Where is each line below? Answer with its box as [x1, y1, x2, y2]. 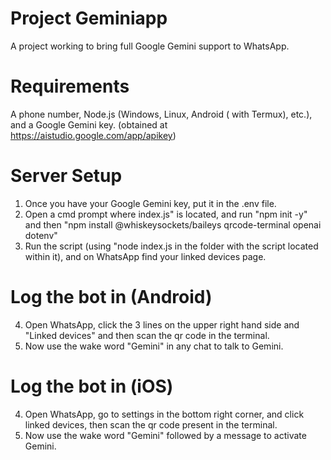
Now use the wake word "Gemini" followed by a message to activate [24, 429, 307, 441]
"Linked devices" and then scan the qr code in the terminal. [24, 329, 270, 341]
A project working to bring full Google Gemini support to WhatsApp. [10, 40, 290, 52]
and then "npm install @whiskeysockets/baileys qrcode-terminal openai [24, 218, 322, 231]
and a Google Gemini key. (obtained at [10, 118, 168, 131]
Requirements [10, 75, 130, 98]
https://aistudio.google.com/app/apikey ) [10, 129, 177, 141]
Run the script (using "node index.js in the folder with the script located [24, 240, 319, 252]
